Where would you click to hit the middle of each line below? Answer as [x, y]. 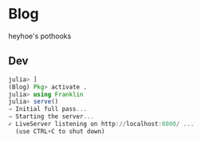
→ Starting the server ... [51, 116]
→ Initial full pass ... [48, 109]
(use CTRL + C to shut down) [60, 131]
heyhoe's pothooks [40, 36]
